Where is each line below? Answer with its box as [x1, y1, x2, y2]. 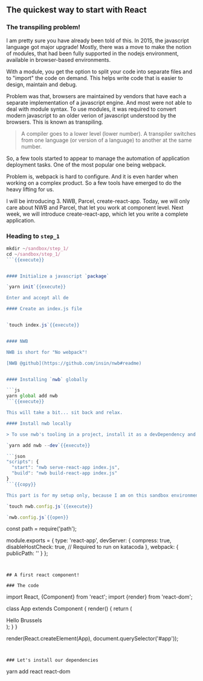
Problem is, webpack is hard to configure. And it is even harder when [6, 173, 178, 180]
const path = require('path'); [6, 525, 77, 533]
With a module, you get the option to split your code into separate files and [6, 68, 192, 75]
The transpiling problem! [6, 23, 80, 32]
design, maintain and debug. [6, 81, 77, 88]
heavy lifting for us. [6, 185, 54, 193]
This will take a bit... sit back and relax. [6, 410, 123, 416]
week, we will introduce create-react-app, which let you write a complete [6, 210, 188, 218]
